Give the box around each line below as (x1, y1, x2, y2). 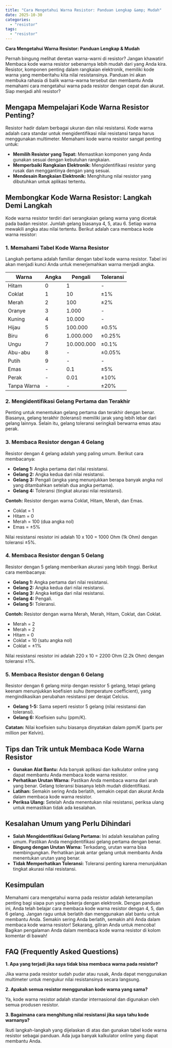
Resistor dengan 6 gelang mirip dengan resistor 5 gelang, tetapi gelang (5, 683, 156, 689)
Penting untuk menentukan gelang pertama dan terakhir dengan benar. (5, 409, 156, 416)
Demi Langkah (5, 201, 52, 210)
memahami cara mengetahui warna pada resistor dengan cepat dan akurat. (5, 83, 165, 89)
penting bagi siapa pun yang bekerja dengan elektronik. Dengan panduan (5, 900, 161, 906)
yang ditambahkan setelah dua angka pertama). (12, 482, 114, 488)
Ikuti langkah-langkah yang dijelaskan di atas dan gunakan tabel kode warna (5, 1027, 167, 1033)
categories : (5, 17, 31, 22)
